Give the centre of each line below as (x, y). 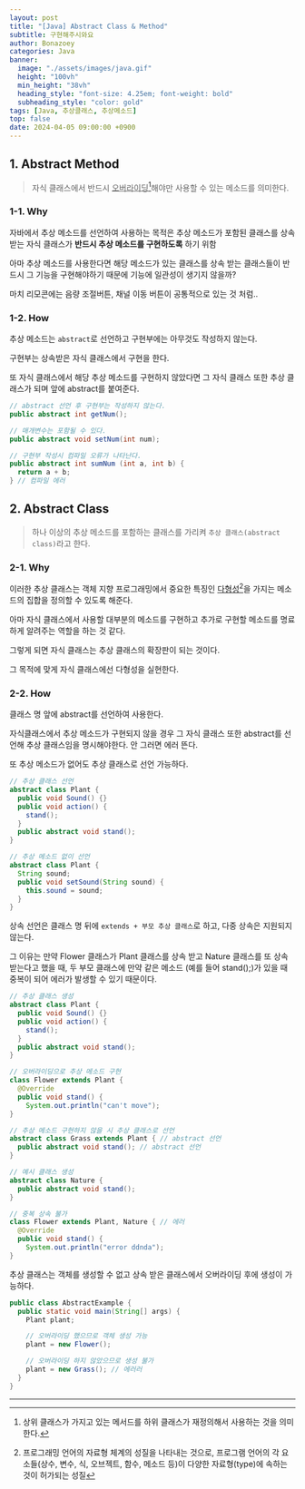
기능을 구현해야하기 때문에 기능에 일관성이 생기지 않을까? (136, 274)
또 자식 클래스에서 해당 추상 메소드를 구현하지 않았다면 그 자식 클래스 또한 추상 (148, 377)
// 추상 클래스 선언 (42, 781)
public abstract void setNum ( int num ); (85, 439)
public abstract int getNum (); (69, 414)
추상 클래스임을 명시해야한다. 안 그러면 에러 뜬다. (112, 745)
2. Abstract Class (59, 509)
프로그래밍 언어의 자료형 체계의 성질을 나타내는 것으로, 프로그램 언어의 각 (151, 1452)
